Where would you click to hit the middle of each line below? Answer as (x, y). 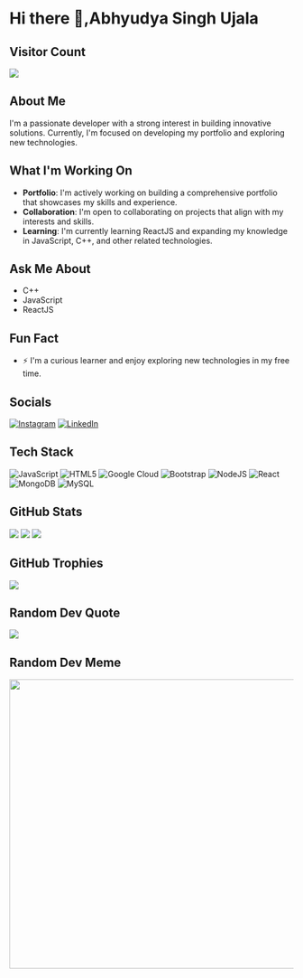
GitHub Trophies (56, 564)
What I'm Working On (71, 171)
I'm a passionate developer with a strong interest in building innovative (141, 123)
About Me (37, 102)
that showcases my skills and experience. (100, 202)
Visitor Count (47, 52)
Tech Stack (41, 452)
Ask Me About (50, 269)
